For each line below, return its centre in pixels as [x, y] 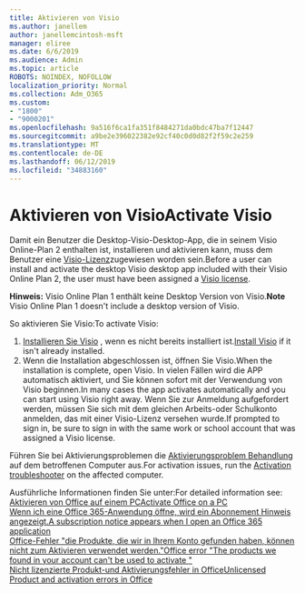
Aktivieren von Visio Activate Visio [141, 215]
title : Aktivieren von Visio [64, 18]
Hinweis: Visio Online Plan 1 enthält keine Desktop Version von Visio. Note [148, 296]
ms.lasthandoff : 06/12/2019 [63, 161]
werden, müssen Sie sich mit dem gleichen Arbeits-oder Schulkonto [150, 409]
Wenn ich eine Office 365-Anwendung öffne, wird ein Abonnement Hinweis [150, 512]
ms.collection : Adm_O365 [56, 94]
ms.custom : [30, 102]
